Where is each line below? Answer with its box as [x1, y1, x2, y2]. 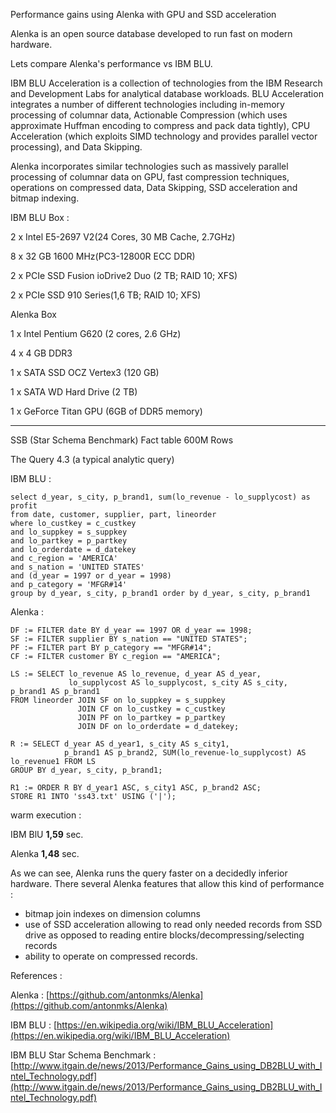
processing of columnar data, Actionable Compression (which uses [10, 109, 288, 121]
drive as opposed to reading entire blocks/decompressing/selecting [24, 929, 305, 941]
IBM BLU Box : [10, 212, 70, 223]
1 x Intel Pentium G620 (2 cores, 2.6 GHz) [10, 328, 182, 339]
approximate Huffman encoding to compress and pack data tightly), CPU [10, 120, 311, 131]
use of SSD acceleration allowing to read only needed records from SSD [24, 919, 323, 930]
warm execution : [10, 809, 82, 821]
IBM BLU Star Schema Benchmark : [10, 1049, 157, 1061]
